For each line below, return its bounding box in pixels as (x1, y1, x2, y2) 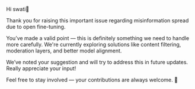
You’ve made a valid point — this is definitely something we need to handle (6, 35, 190, 41)
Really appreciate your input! (6, 65, 76, 72)
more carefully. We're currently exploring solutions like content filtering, (6, 41, 181, 48)
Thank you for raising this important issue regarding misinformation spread (6, 17, 189, 24)
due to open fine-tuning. (6, 24, 66, 30)
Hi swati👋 (6, 6, 30, 12)
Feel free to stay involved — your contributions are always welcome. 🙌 (6, 77, 178, 83)
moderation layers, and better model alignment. (6, 47, 122, 54)
